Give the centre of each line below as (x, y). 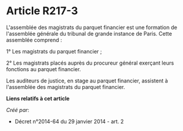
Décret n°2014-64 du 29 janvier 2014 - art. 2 (69, 121)
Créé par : (18, 110)
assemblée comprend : (34, 40)
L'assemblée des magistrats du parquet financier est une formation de (92, 27)
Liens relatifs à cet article (38, 98)
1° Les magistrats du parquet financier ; (54, 51)
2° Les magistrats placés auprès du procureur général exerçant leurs (90, 63)
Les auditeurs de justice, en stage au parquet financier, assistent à (87, 81)
